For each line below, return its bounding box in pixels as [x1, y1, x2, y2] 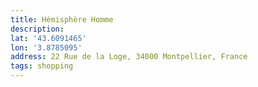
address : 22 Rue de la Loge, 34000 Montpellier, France [10, 52, 248, 62]
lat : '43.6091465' [10, 33, 87, 43]
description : [10, 24, 65, 34]
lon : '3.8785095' [10, 42, 83, 53]
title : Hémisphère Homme [10, 14, 114, 25]
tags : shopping [10, 61, 74, 71]
